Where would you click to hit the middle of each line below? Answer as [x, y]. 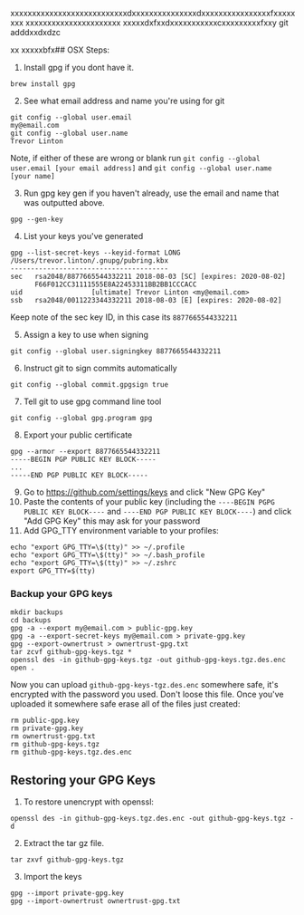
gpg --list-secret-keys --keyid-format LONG [95, 253]
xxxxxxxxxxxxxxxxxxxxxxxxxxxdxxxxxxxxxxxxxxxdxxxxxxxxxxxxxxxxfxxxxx [153, 13]
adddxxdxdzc [36, 32]
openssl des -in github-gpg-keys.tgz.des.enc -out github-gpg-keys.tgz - [152, 819]
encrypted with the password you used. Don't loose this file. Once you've [147, 694]
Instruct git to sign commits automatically [100, 368]
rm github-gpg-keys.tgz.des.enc [71, 752]
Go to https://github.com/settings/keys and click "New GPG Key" [144, 492]
